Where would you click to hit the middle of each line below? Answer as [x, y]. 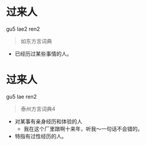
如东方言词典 [36, 41]
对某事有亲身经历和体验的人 [48, 121]
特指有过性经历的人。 [40, 136]
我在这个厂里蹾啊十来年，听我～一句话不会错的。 [83, 128]
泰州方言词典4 [38, 109]
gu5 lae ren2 [22, 96]
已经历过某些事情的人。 [43, 53]
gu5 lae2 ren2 [23, 29]
